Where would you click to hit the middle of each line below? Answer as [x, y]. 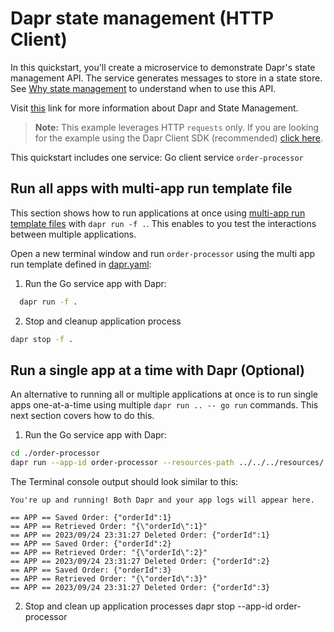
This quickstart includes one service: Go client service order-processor [157, 157]
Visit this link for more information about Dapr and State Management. [154, 108]
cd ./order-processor [55, 453]
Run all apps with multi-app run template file [151, 188]
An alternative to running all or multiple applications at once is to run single [164, 394]
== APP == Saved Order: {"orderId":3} [91, 570]
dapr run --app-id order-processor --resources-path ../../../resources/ [167, 463]
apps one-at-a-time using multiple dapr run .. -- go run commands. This [164, 405]
